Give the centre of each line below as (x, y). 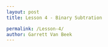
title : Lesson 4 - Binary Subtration (54, 18)
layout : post (23, 12)
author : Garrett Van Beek (39, 34)
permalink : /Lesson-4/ (35, 29)
